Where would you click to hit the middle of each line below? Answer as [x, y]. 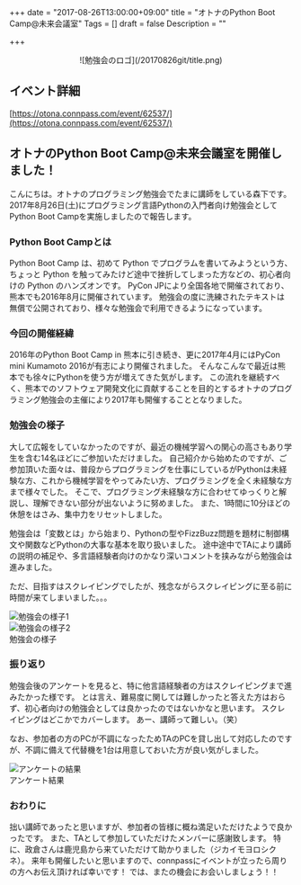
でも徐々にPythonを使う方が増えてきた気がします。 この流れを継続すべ [148, 377]
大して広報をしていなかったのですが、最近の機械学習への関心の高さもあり [147, 446]
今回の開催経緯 [42, 333]
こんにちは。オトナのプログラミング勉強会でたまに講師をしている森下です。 [150, 193]
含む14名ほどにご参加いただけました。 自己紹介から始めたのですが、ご [156, 458]
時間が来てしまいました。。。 [61, 597]
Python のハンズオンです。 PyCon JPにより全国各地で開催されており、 [158, 285]
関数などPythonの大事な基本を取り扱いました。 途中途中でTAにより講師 [158, 544]
